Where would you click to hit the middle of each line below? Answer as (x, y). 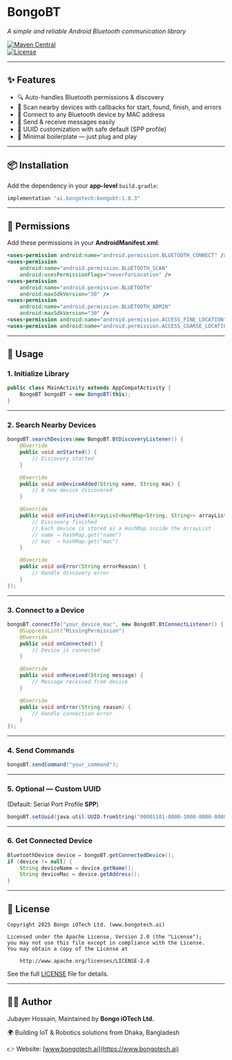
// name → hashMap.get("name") (77, 535)
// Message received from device (80, 682)
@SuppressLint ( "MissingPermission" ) (72, 630)
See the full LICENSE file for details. (58, 974)
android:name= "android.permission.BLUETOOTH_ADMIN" (95, 307)
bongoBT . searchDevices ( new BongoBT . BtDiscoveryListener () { (96, 439)
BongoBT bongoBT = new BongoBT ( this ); (75, 394)
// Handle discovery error (71, 573)
